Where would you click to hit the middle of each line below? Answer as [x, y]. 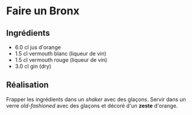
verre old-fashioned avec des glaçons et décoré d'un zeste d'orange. [92, 105]
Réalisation [28, 85]
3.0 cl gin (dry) [33, 66]
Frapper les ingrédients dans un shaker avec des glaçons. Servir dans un [96, 99]
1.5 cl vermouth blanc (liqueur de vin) [60, 54]
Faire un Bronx [43, 11]
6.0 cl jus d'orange [38, 47]
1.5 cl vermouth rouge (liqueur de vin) [61, 60]
